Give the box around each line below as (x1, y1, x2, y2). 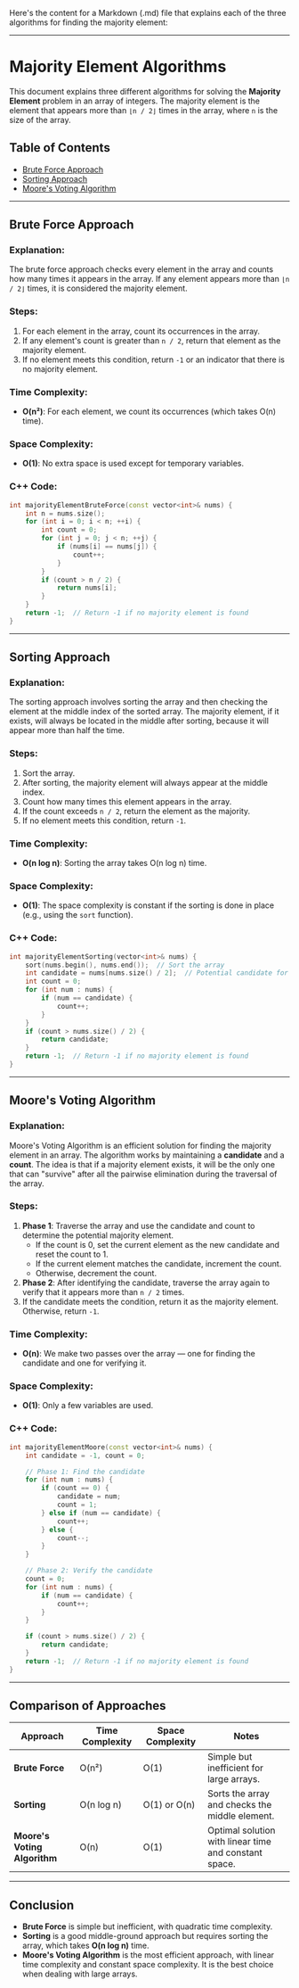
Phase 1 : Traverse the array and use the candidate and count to (21, 1220, 255, 1231)
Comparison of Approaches (9, 1698, 166, 1713)
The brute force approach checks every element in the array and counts (9, 264, 274, 275)
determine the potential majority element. (21, 1230, 174, 1241)
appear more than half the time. (9, 725, 125, 736)
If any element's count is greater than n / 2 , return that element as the (21, 334, 281, 346)
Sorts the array (207, 1787, 270, 1800)
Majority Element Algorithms (9, 57, 227, 77)
